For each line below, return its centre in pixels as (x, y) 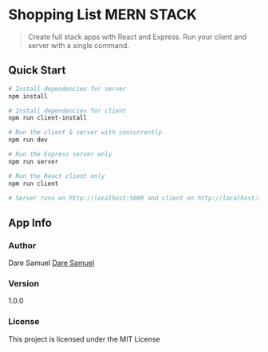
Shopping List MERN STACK (102, 15)
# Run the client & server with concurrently (85, 132)
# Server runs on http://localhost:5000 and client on (101, 198)
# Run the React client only (57, 176)
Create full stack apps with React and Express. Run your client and (137, 37)
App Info (30, 222)
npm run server (33, 161)
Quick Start (37, 71)
